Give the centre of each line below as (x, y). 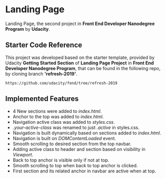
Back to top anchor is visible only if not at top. (61, 160)
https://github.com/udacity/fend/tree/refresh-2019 (61, 83)
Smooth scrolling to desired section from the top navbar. (72, 144)
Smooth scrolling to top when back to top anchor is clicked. (75, 165)
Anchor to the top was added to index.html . (58, 117)
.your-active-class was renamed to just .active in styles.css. (76, 127)
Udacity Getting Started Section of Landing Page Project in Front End (80, 63)
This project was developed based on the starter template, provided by (80, 57)
